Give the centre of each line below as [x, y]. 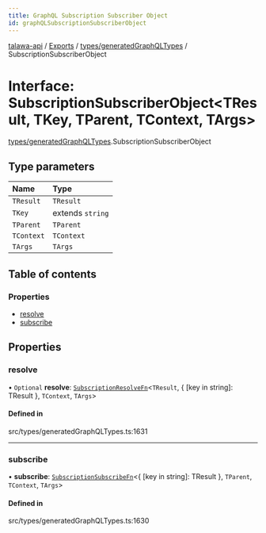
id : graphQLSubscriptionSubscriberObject [78, 23]
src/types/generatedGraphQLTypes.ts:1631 [78, 431]
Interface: [42, 86]
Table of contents [52, 274]
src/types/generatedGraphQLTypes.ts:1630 [79, 521]
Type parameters [51, 166]
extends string [81, 213]
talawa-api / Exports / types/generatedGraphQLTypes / [98, 45]
